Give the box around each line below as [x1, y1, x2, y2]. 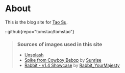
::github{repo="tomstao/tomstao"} [5, 28, 75, 34]
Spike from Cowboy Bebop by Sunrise [24, 57, 101, 63]
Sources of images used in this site [17, 41, 102, 48]
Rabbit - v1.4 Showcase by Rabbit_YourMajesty [24, 62, 120, 69]
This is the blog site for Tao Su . [5, 19, 68, 25]
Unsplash [24, 52, 44, 58]
